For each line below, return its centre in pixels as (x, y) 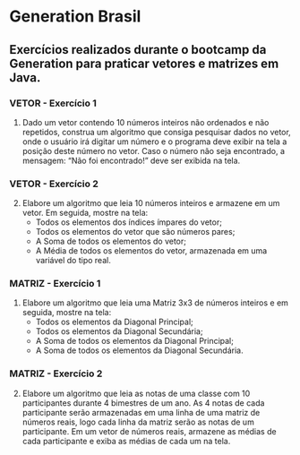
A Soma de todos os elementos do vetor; (111, 241)
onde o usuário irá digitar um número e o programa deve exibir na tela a (154, 142)
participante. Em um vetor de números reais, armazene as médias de (149, 431)
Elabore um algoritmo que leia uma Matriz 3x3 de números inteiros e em (155, 303)
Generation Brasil (75, 17)
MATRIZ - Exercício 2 (56, 373)
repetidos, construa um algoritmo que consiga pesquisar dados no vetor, (156, 132)
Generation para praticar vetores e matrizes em (144, 63)
